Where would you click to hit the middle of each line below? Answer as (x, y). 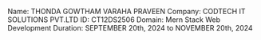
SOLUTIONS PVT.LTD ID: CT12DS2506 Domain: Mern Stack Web (114, 20)
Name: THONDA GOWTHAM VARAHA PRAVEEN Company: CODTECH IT (127, 11)
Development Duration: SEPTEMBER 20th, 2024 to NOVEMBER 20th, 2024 (130, 28)
